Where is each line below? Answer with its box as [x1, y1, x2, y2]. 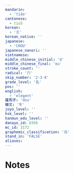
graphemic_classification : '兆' [5, 130, 70, 135]
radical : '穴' [5, 71, 33, 76]
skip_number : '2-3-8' [5, 75, 49, 80]
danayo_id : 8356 [5, 120, 38, 125]
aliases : [5, 138, 23, 144]
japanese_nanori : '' [5, 48, 47, 53]
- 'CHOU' [9, 43, 27, 48]
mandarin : [5, 7, 25, 12]
